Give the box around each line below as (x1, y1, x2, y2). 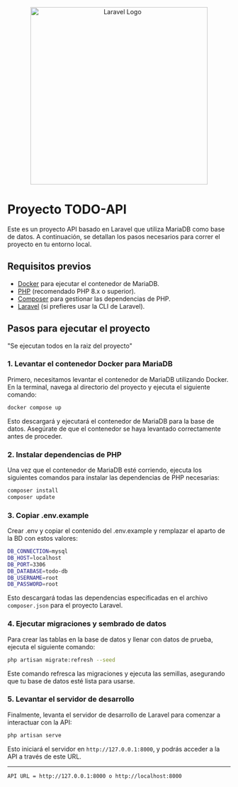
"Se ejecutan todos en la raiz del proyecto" (7, 341, 132, 350)
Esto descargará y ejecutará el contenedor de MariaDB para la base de (7, 417, 215, 425)
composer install (7, 487, 59, 495)
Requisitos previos (7, 260, 91, 273)
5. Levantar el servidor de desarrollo (7, 694, 135, 704)
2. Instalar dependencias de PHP (7, 449, 122, 459)
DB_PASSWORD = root (7, 580, 59, 588)
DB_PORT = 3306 (7, 561, 46, 568)
